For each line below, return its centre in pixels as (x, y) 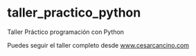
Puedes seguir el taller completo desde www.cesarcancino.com (98, 45)
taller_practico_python (74, 13)
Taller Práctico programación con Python (66, 32)
